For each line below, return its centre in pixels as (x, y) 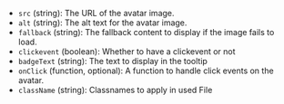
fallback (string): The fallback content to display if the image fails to (146, 32)
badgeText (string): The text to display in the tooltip (112, 61)
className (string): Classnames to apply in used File (115, 90)
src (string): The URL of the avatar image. (96, 13)
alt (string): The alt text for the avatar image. (102, 23)
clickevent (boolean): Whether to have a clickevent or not (127, 52)
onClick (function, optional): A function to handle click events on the (146, 71)
